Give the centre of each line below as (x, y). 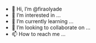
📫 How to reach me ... (38, 34)
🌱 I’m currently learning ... (42, 21)
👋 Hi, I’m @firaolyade (37, 9)
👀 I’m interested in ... (36, 15)
